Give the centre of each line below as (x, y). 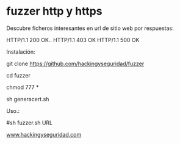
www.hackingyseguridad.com (44, 134)
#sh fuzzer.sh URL (30, 123)
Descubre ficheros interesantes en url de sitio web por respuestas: (90, 28)
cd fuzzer (18, 75)
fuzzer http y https (54, 11)
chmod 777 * (23, 87)
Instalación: (21, 52)
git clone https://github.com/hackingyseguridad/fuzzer (75, 63)
